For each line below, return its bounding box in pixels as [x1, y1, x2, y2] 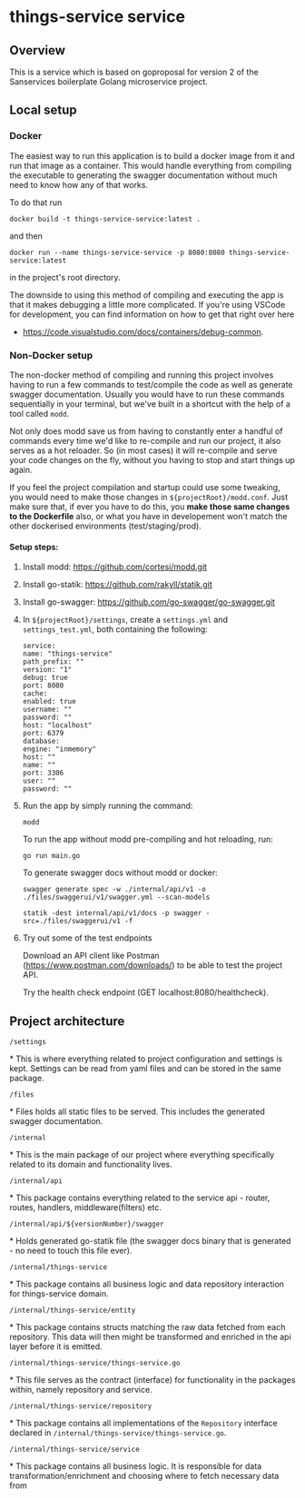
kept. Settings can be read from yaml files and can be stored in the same [9, 1063, 281, 1073]
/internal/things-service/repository [9, 1402, 152, 1411]
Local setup [9, 103, 77, 118]
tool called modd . [9, 408, 70, 419]
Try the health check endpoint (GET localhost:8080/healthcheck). [22, 987, 270, 998]
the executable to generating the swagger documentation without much [9, 170, 278, 181]
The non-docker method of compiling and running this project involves [9, 370, 274, 380]
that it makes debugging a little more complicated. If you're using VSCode [9, 299, 286, 310]
